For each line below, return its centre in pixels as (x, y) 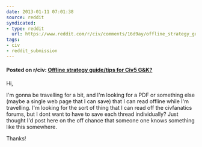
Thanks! (16, 138)
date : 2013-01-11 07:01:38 (40, 12)
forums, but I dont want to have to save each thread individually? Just (92, 114)
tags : (13, 40)
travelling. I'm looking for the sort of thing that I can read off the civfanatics (99, 107)
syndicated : (21, 23)
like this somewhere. (32, 127)
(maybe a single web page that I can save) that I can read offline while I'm (98, 101)
